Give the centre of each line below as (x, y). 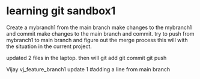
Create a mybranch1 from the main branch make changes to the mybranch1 (99, 27)
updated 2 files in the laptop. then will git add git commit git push (86, 58)
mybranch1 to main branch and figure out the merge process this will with (97, 40)
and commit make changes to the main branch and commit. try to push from (100, 33)
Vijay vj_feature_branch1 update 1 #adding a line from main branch (88, 69)
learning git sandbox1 (61, 11)
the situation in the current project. (49, 46)
